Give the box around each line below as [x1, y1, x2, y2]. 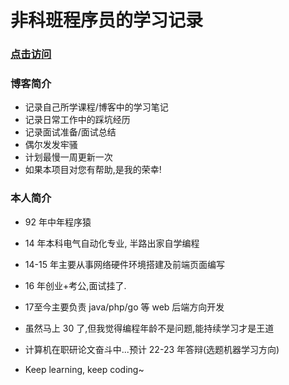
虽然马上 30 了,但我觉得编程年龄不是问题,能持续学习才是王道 [24, 322, 275, 334]
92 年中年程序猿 [24, 216, 92, 228]
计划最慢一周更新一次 [24, 151, 113, 163]
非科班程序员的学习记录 [10, 9, 204, 32]
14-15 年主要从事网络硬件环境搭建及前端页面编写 [24, 258, 225, 270]
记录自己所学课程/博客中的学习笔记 [24, 101, 169, 113]
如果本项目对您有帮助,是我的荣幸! [24, 164, 162, 176]
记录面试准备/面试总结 [24, 126, 117, 138]
